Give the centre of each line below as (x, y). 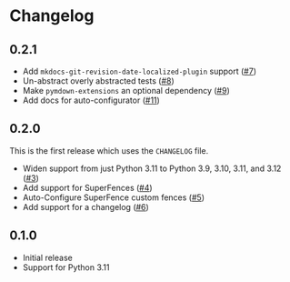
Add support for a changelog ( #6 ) (86, 206)
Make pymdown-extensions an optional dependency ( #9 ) (126, 91)
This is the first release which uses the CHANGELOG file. (109, 150)
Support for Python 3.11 (66, 267)
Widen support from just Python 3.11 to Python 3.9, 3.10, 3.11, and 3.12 (152, 168)
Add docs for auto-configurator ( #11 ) (91, 100)
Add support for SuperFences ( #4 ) (87, 187)
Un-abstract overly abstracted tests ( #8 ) (98, 81)
